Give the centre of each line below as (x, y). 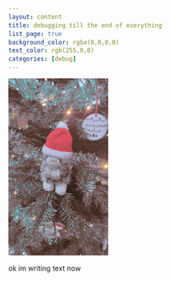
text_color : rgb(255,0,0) (51, 51)
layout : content (35, 17)
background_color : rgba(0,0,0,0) (64, 42)
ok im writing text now (45, 268)
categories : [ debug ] (43, 59)
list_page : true (35, 34)
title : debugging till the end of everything (85, 25)
